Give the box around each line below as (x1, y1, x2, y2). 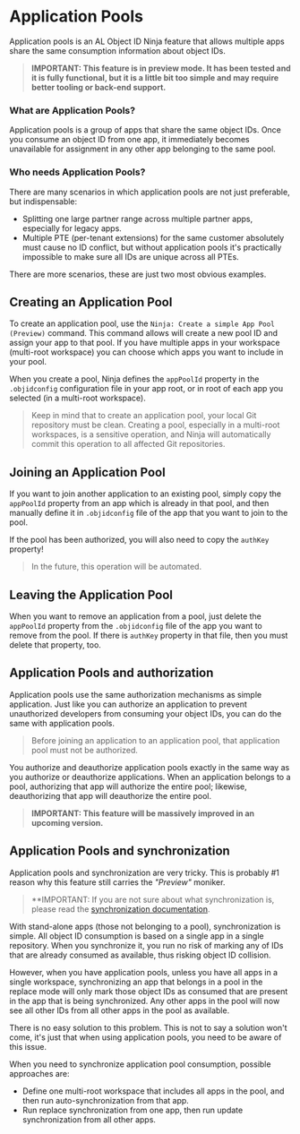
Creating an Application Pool (9, 294, 173, 310)
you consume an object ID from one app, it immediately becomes (9, 134, 250, 145)
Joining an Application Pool (9, 464, 166, 480)
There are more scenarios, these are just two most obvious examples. (9, 269, 267, 279)
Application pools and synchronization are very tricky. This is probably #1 (9, 867, 280, 878)
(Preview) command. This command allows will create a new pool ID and (9, 328, 279, 339)
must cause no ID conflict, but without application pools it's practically (21, 242, 282, 253)
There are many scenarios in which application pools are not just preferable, (9, 186, 290, 197)
